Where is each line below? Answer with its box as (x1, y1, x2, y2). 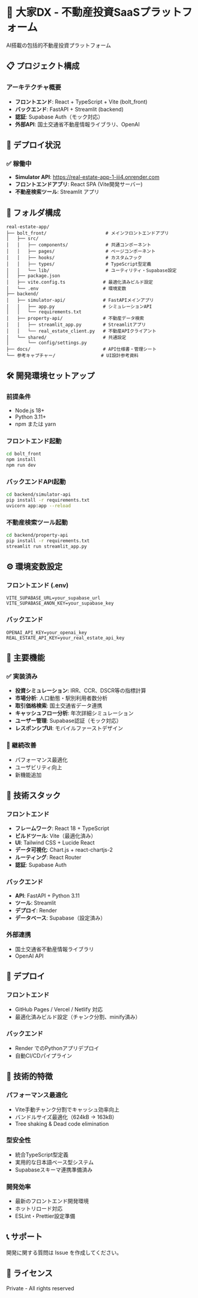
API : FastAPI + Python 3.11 (14, 892, 80, 899)
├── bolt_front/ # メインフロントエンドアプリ (6, 230, 169, 237)
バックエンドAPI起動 (6, 477, 66, 485)
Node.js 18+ (14, 407, 45, 414)
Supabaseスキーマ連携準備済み (14, 1166, 93, 1173)
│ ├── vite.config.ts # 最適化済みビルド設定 (6, 279, 153, 285)
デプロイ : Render (14, 906, 58, 914)
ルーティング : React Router (14, 853, 82, 861)
